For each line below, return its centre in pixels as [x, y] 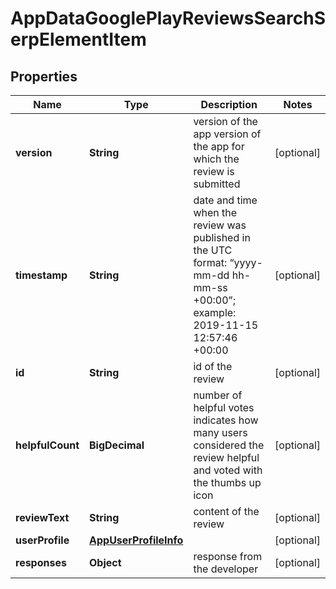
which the [216, 159]
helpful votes [224, 407]
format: [210, 262]
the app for [219, 146]
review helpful [226, 457]
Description [229, 104]
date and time [225, 200]
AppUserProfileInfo [136, 540]
